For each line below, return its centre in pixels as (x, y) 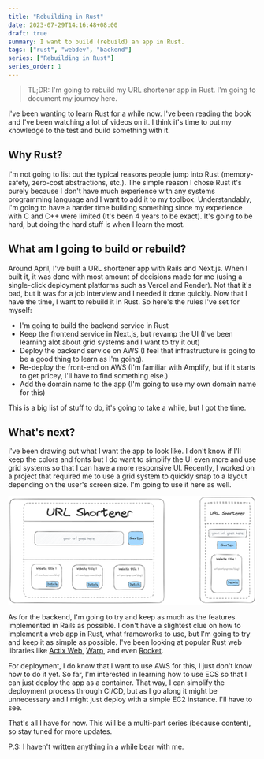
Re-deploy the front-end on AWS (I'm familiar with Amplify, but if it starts (138, 367)
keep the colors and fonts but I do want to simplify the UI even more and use (132, 459)
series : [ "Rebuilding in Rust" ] (61, 58)
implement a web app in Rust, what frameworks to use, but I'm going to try (129, 634)
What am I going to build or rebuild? (97, 249)
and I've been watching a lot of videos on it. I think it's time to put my (120, 121)
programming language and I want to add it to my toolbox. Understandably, (130, 199)
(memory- (237, 174)
